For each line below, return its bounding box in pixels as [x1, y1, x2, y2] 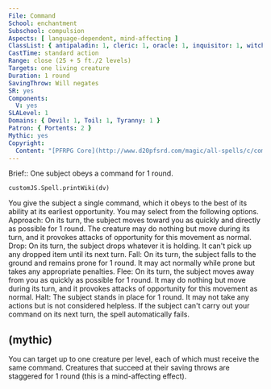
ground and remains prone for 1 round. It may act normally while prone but [8, 259, 256, 268]
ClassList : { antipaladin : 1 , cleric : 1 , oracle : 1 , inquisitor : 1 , [8, 42, 244, 50]
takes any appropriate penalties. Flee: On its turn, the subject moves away [8, 267, 255, 276]
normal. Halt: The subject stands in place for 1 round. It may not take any [8, 292, 250, 302]
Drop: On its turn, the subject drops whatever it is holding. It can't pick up [8, 241, 252, 250]
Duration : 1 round [8, 72, 70, 80]
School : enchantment [8, 19, 78, 27]
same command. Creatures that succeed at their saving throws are [8, 363, 230, 373]
